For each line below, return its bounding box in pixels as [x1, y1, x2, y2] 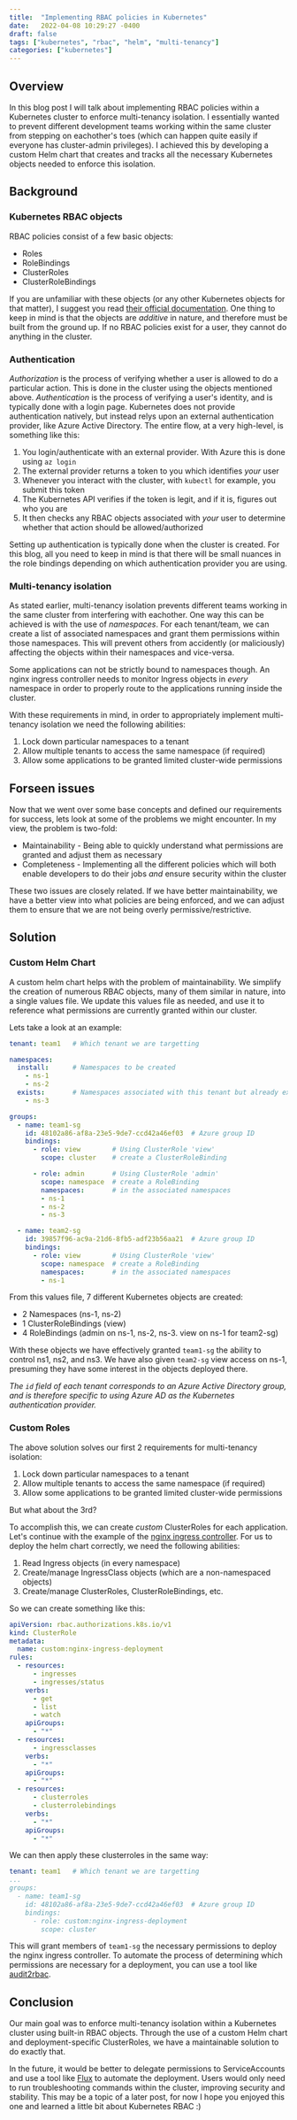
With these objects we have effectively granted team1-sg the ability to [9, 1345, 262, 1355]
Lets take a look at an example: [9, 1021, 122, 1032]
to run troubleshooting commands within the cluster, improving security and [9, 2082, 286, 2093]
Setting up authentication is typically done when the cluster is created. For [9, 539, 280, 550]
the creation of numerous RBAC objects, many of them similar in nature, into [9, 986, 286, 997]
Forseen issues [9, 781, 95, 796]
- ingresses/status [32, 1677, 104, 1686]
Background [9, 184, 78, 199]
